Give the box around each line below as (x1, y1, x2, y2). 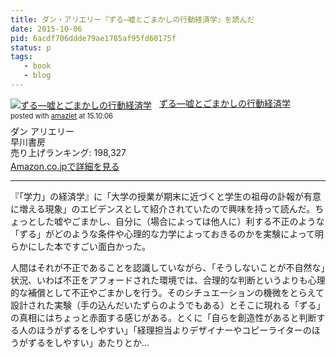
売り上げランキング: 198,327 (10, 146, 127, 158)
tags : (10, 52, 33, 62)
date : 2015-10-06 (10, 24, 83, 34)
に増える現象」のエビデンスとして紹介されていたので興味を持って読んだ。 (10, 203, 316, 215)
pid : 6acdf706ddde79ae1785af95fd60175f (10, 33, 177, 43)
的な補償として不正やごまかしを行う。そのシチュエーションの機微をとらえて (10, 287, 325, 299)
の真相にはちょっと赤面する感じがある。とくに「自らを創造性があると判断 (10, 312, 317, 324)
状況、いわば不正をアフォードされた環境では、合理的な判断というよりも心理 (10, 274, 326, 286)
